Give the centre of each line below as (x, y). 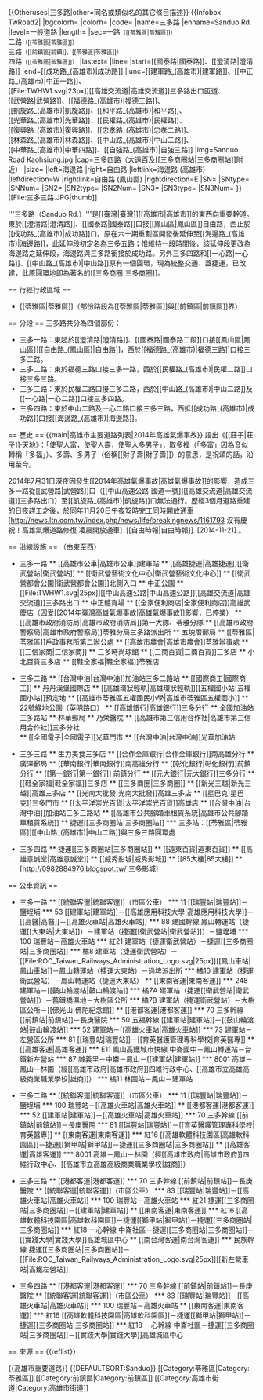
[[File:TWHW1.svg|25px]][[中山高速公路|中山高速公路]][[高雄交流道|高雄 (135, 593)
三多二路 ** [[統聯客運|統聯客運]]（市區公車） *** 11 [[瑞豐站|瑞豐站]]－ (134, 1095)
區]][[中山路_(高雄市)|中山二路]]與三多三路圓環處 (97, 832)
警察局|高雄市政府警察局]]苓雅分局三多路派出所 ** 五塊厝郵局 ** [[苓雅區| (137, 632)
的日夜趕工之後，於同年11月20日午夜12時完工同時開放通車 (101, 510)
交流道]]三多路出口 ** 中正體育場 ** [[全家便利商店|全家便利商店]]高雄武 (135, 603)
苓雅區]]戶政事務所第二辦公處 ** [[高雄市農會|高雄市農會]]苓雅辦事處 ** (134, 642)
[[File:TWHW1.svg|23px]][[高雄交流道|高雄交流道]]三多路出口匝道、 (117, 91)
